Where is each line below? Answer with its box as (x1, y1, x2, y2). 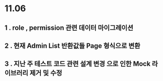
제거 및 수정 (29, 69, 62, 77)
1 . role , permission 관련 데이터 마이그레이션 (4, 23, 133, 32)
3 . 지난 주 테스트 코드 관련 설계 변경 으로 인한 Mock (4, 60, 151, 68)
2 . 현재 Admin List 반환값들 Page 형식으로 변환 (4, 41, 141, 50)
